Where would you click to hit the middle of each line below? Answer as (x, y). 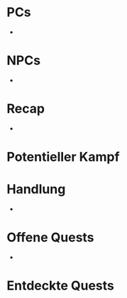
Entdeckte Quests (61, 286)
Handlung (36, 189)
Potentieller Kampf (63, 157)
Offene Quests (50, 237)
